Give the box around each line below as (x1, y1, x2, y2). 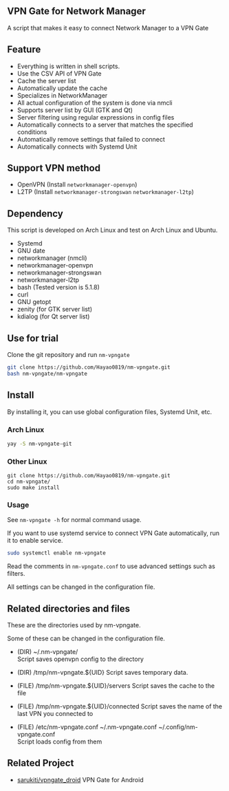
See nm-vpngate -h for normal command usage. (7, 516, 142, 524)
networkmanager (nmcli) (17, 254, 87, 262)
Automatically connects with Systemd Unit (17, 142, 138, 151)
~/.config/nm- (157, 723, 198, 731)
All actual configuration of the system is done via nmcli (17, 98, 173, 107)
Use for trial (7, 332, 58, 344)
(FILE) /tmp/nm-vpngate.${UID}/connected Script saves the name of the (17, 702, 223, 711)
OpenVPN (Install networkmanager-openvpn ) (17, 180, 138, 188)
